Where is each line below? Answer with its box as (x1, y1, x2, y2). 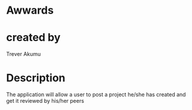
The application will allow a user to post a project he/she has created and (6, 91, 186, 98)
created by (6, 31, 61, 45)
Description (6, 71, 66, 85)
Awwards (6, 4, 54, 17)
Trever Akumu (6, 51, 41, 58)
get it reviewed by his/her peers (6, 98, 85, 105)
